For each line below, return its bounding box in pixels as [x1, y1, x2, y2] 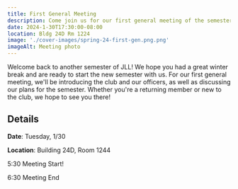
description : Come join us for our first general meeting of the [7, 17, 204, 24]
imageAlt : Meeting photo [7, 43, 81, 50]
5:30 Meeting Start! [7, 159, 64, 168]
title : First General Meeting [7, 10, 97, 18]
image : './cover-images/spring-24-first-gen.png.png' [7, 37, 170, 44]
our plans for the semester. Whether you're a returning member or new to [7, 86, 222, 93]
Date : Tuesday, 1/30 [7, 132, 66, 140]
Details [7, 113, 39, 125]
